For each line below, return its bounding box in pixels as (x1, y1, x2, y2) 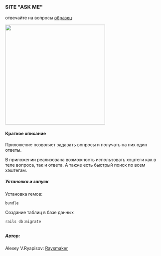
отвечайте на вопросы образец (5, 15, 72, 21)
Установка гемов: (5, 191, 43, 197)
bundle (5, 201, 19, 206)
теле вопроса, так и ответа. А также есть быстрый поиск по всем (5, 162, 146, 168)
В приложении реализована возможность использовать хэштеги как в (5, 156, 157, 163)
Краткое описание (5, 130, 46, 136)
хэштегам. (5, 167, 27, 173)
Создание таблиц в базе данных (5, 210, 74, 216)
